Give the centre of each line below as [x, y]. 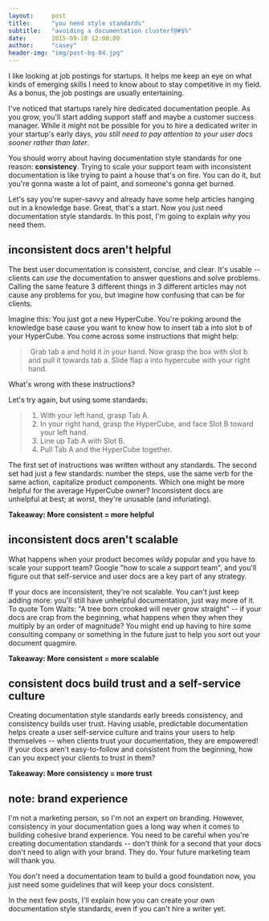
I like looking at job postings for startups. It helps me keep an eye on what [130, 76]
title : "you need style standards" [77, 23]
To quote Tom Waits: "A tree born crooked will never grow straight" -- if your [135, 609]
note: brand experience [68, 799]
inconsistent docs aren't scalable [94, 540]
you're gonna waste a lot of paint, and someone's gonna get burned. [122, 184]
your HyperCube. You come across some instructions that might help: [124, 336]
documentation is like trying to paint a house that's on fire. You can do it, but [134, 175]
